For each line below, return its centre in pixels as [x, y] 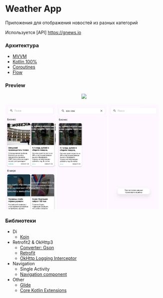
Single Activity [35, 269]
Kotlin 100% [25, 62]
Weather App [33, 9]
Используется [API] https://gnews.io [43, 32]
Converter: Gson [37, 248]
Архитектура [22, 45]
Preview [15, 85]
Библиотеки [21, 221]
